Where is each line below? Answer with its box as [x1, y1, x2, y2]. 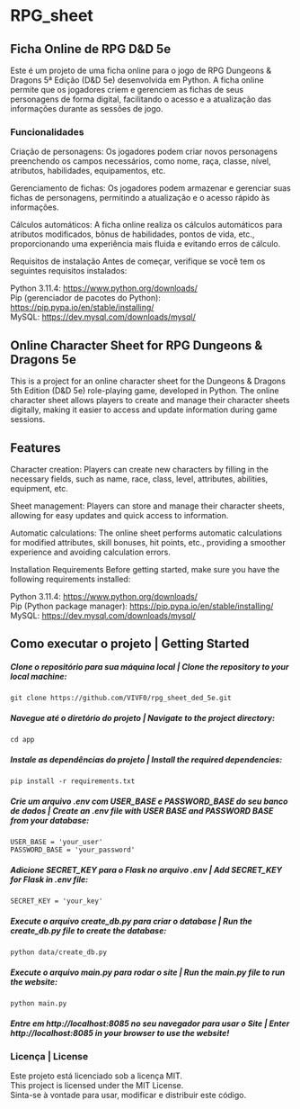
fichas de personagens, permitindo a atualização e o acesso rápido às [10, 193, 270, 203]
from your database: [10, 815, 90, 825]
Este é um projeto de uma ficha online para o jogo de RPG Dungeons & [10, 65, 272, 76]
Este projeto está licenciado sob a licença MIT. [10, 1070, 183, 1081]
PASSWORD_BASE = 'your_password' [10, 845, 136, 855]
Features [10, 440, 61, 455]
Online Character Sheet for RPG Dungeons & [10, 338, 263, 353]
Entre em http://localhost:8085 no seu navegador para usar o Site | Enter [10, 1018, 290, 1029]
